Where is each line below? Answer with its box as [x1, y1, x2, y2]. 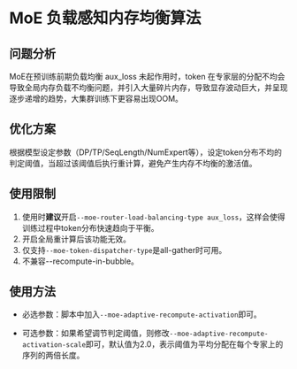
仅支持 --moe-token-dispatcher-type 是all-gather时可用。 [21, 244, 227, 255]
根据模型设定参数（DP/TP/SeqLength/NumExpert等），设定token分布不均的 [9, 147, 283, 158]
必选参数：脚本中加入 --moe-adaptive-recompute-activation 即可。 [21, 309, 263, 319]
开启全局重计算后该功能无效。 [21, 234, 131, 244]
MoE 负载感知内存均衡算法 [9, 8, 202, 28]
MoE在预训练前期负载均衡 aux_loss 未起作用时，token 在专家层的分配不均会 [9, 72, 286, 81]
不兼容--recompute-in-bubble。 [21, 256, 140, 266]
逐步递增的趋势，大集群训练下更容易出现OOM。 [9, 94, 184, 104]
